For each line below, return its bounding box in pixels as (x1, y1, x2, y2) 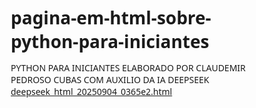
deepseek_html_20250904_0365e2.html (10, 85, 173, 99)
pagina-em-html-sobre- (10, 5, 212, 30)
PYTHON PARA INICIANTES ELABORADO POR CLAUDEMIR (10, 61, 246, 75)
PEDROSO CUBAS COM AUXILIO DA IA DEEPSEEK (10, 73, 210, 87)
